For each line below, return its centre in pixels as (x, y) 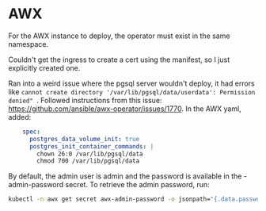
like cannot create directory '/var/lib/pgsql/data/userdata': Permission (132, 91)
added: (20, 117)
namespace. (28, 44)
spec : (32, 132)
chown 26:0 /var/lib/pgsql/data (90, 154)
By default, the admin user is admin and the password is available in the (125, 176)
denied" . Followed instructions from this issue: (85, 100)
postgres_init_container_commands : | (91, 146)
